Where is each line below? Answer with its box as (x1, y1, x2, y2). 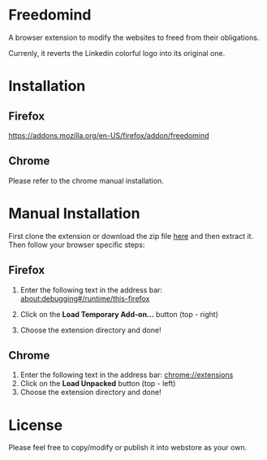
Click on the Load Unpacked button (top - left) (19, 379, 176, 388)
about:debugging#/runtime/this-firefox (19, 293, 150, 303)
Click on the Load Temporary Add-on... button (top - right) (19, 309, 219, 319)
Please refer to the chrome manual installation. (8, 176, 164, 185)
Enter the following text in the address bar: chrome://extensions (19, 370, 234, 380)
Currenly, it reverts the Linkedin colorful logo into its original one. (8, 48, 226, 58)
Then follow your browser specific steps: (8, 240, 145, 250)
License (8, 416, 63, 434)
